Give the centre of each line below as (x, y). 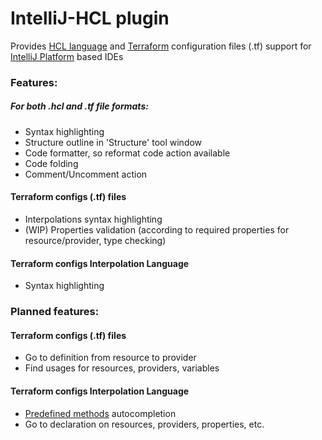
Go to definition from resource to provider (110, 358)
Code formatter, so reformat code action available (127, 153)
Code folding (51, 163)
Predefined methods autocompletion (100, 413)
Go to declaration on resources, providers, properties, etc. (144, 424)
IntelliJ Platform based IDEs (67, 56)
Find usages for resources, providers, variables (122, 368)
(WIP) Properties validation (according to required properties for (157, 230)
